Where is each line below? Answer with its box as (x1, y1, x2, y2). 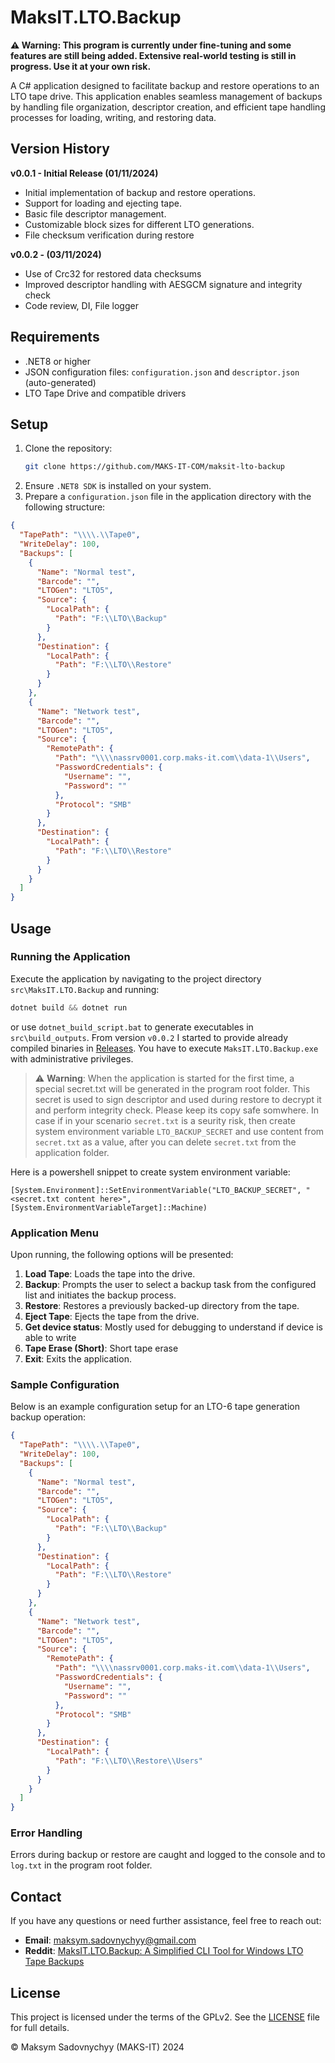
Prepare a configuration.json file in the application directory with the (24, 491, 312, 503)
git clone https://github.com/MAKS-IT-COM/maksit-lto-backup (24, 462, 286, 472)
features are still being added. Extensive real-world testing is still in (10, 49, 297, 61)
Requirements (10, 329, 100, 346)
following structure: (24, 501, 106, 513)
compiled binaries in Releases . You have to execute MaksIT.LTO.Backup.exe (10, 1042, 319, 1054)
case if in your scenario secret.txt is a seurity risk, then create (34, 1114, 296, 1126)
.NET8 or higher (24, 355, 91, 367)
